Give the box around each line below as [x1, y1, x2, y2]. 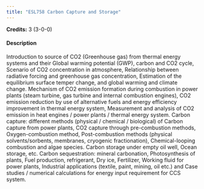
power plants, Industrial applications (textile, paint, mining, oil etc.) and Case [6, 162, 198, 170]
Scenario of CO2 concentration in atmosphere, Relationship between [6, 66, 179, 73]
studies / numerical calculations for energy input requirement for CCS [6, 169, 181, 176]
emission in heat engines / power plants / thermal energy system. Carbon [6, 111, 191, 119]
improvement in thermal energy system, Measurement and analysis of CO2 [6, 105, 195, 112]
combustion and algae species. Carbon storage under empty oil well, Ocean [6, 143, 197, 151]
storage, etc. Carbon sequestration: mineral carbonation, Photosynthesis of [6, 149, 196, 157]
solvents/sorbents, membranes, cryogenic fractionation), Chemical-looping [6, 137, 195, 144]
